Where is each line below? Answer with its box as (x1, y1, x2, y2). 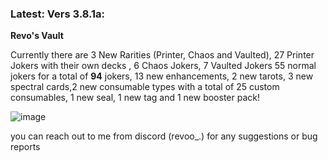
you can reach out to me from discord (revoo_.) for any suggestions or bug (10, 130, 318, 142)
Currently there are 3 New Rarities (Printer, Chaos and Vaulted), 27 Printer (10, 49, 315, 61)
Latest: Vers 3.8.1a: (10, 7, 105, 21)
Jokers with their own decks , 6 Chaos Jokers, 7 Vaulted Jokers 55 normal (10, 60, 317, 72)
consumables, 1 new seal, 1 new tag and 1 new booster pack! (10, 92, 260, 104)
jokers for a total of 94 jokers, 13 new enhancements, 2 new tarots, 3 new (10, 70, 314, 82)
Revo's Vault (10, 30, 64, 42)
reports (10, 141, 41, 153)
